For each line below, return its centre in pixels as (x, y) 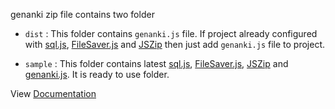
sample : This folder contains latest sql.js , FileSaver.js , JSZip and (156, 63)
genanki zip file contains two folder (82, 14)
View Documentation (53, 93)
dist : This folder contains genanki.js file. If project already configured (171, 33)
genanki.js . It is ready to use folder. (97, 74)
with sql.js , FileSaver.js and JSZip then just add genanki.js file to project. (174, 44)
